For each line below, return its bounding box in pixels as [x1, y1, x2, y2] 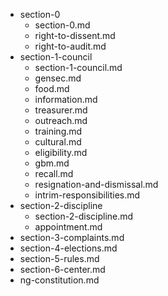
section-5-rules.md [19, 253, 100, 264]
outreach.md [34, 115, 88, 126]
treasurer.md [34, 104, 88, 116]
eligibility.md [34, 147, 88, 158]
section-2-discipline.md [34, 210, 134, 222]
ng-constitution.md [19, 274, 100, 286]
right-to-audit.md [34, 40, 107, 52]
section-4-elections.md [19, 242, 118, 254]
